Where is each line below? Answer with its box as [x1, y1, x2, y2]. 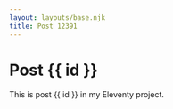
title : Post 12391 [9, 21, 78, 30]
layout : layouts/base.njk [9, 13, 105, 22]
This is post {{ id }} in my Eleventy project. [9, 89, 165, 100]
